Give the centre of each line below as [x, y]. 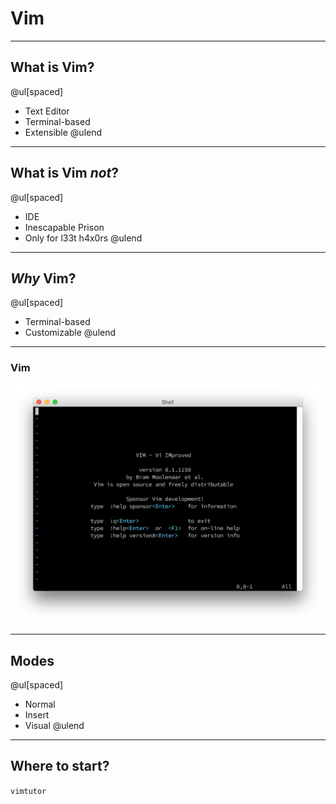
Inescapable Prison [64, 227]
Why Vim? [43, 278]
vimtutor [28, 791]
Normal [40, 704]
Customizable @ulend [70, 333]
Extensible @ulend [63, 132]
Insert [37, 714]
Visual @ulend [54, 725]
